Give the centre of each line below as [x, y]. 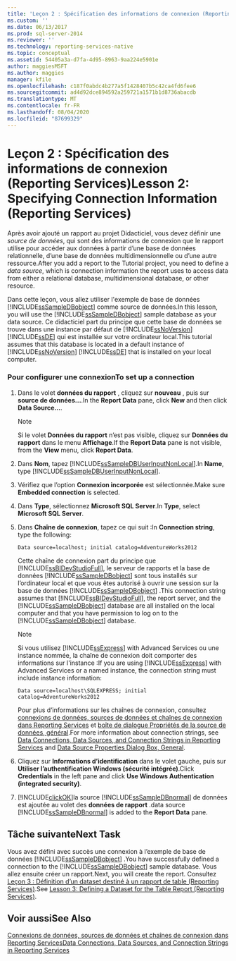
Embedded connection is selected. [69, 492]
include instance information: [59, 678]
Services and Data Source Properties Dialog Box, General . [101, 747]
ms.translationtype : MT [42, 99]
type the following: [44, 534]
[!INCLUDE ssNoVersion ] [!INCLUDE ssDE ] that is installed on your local [109, 351]
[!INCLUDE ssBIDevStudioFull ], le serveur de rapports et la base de [114, 568]
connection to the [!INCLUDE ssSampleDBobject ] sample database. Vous [112, 866]
